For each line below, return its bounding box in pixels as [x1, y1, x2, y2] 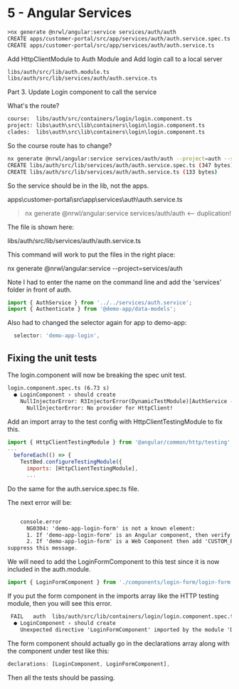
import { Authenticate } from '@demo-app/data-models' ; [7, 306, 176, 313]
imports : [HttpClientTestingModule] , [26, 465, 139, 472]
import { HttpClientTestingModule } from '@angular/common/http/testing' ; [7, 439, 234, 446]
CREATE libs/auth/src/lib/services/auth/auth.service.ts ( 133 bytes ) [7, 169, 218, 176]
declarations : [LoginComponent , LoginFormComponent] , [7, 660, 171, 668]
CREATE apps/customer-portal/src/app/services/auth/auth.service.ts [7, 41, 215, 49]
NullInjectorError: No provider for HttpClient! [26, 404, 174, 412]
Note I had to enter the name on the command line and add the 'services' [7, 277, 222, 286]
